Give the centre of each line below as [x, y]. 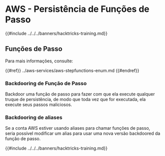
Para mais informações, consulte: [39, 61]
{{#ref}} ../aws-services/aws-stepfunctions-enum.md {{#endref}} [72, 70]
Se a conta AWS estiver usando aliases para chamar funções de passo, [78, 128]
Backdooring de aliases [34, 117]
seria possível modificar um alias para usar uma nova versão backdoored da [83, 133]
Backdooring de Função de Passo [46, 83]
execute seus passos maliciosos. [39, 104]
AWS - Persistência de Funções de [77, 9]
